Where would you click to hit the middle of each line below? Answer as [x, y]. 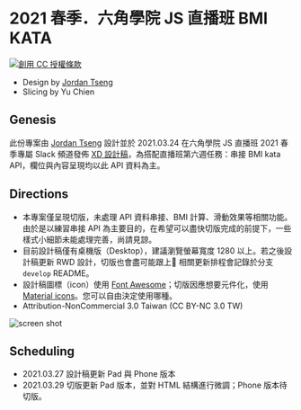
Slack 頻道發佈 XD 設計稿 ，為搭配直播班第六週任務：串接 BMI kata [158, 154]
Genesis [33, 120]
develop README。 [58, 273]
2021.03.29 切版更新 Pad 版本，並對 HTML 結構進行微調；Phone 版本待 [155, 385]
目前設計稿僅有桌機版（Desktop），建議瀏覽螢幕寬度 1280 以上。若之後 [153, 250]
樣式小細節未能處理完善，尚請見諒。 [89, 239]
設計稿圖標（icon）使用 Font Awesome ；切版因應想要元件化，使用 [145, 284]
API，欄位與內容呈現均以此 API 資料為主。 [87, 165]
